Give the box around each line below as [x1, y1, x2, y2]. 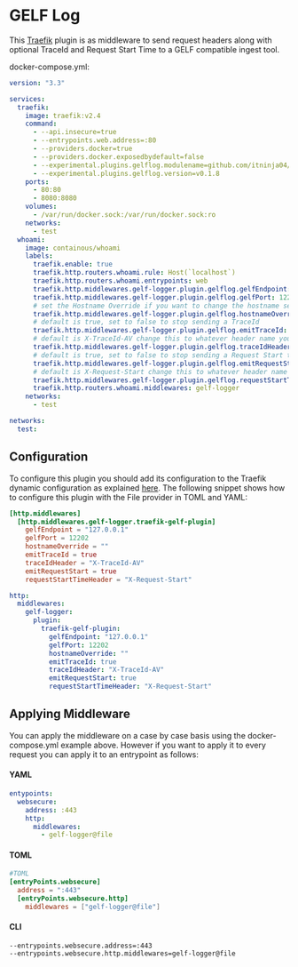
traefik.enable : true [32, 260, 114, 269]
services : [9, 94, 46, 103]
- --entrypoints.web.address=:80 [32, 136, 157, 145]
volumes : [25, 202, 58, 212]
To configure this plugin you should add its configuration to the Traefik [9, 473, 267, 483]
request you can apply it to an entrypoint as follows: [9, 748, 200, 760]
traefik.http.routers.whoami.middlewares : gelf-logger [32, 384, 240, 393]
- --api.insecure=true [32, 128, 117, 137]
